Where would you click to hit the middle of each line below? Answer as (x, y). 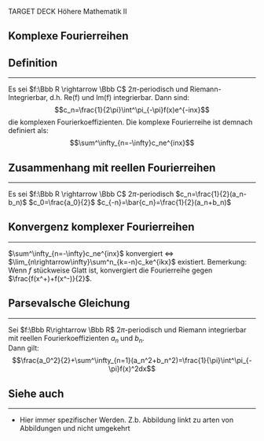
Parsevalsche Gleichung (69, 304)
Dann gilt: (24, 348)
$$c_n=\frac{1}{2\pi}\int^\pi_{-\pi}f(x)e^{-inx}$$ (132, 110)
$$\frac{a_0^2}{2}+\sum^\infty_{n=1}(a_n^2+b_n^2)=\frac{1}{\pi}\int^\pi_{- (132, 361)
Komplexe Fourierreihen (68, 36)
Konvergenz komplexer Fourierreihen (101, 227)
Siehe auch (36, 393)
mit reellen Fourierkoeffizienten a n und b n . (77, 339)
